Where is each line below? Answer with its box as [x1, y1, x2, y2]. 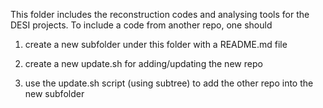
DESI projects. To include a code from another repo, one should [10, 19, 273, 31]
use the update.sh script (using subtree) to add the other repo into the [24, 77, 314, 89]
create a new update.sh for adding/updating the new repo [24, 58, 263, 69]
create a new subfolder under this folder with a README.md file [24, 39, 288, 50]
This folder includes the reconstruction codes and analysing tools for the [10, 9, 310, 20]
